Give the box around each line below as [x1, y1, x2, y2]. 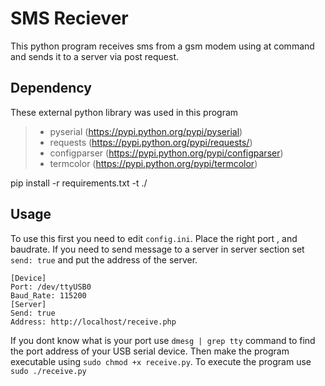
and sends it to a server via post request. [10, 50, 180, 62]
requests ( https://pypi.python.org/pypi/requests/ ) [49, 136, 253, 148]
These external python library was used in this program [10, 106, 239, 118]
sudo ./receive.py [10, 366, 87, 376]
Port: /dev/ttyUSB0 [10, 282, 92, 292]
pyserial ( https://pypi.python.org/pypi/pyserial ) [49, 125, 243, 137]
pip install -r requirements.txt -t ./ [10, 177, 148, 189]
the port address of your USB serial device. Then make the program [10, 345, 290, 357]
